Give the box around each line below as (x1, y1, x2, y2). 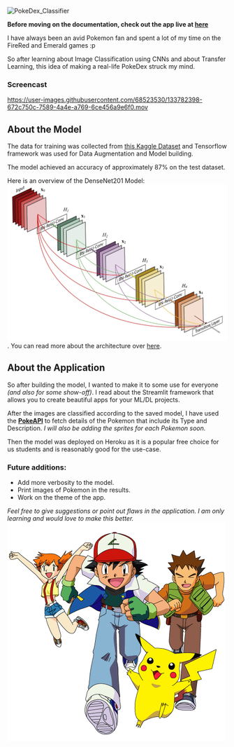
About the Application (7, 362, 105, 374)
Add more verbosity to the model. (17, 479, 115, 487)
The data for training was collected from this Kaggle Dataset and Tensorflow (7, 142, 227, 151)
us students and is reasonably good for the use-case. (7, 445, 162, 453)
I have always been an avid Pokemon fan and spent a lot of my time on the (7, 34, 221, 42)
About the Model (7, 123, 82, 135)
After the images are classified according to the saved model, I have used (7, 409, 219, 417)
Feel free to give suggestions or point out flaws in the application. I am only (7, 507, 225, 515)
